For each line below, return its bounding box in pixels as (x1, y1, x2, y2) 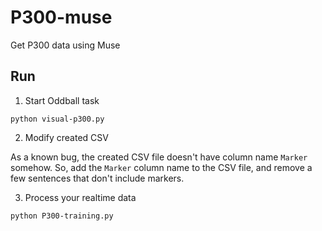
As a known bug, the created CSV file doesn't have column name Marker (10, 151, 308, 163)
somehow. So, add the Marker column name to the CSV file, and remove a (10, 161, 313, 173)
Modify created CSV (24, 131, 109, 143)
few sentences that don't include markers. (10, 172, 185, 184)
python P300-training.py (10, 211, 114, 221)
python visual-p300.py (10, 114, 105, 124)
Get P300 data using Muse (10, 39, 121, 51)
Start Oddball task (24, 94, 100, 106)
